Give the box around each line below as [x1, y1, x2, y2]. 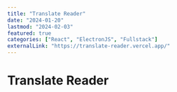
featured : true [7, 29, 52, 37]
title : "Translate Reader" [7, 10, 86, 17]
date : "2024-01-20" [7, 17, 64, 24]
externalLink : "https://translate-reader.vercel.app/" [7, 43, 171, 49]
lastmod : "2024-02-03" [7, 23, 73, 30]
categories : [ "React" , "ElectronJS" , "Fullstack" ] [7, 36, 158, 43]
